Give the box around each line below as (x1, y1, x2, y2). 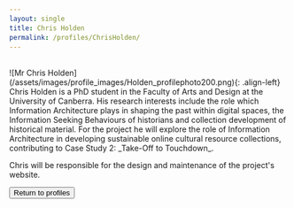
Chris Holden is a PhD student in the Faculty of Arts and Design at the (9, 87, 264, 97)
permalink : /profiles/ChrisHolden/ (9, 33, 141, 42)
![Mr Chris (9, 67, 46, 79)
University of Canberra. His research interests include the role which (9, 96, 259, 106)
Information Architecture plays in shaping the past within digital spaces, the (9, 105, 285, 116)
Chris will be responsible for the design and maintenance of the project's (9, 160, 275, 171)
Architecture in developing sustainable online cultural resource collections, (9, 134, 282, 144)
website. (9, 169, 41, 181)
